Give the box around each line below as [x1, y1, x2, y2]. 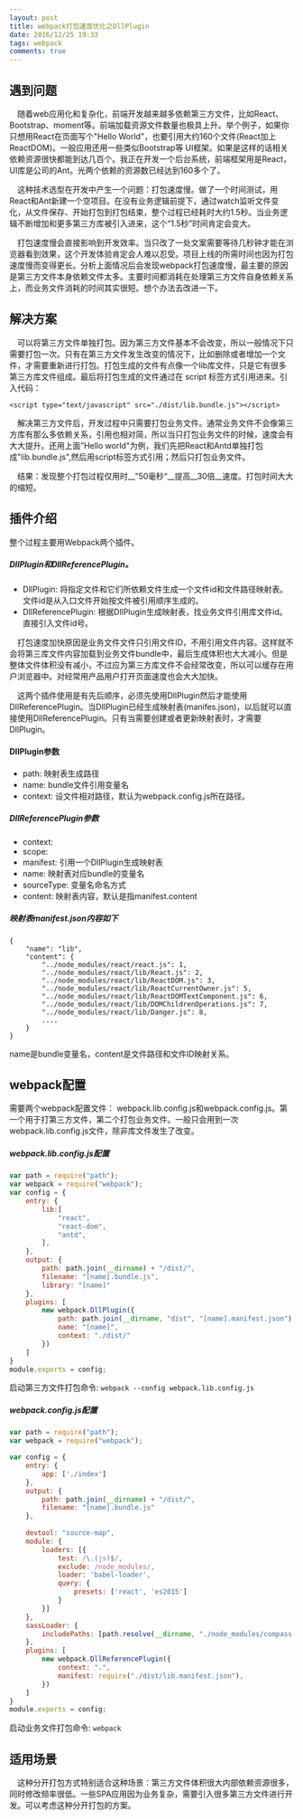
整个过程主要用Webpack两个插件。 [9, 536, 140, 547]
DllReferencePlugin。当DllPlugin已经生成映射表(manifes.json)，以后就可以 [9, 701, 284, 712]
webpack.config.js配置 [9, 1405, 97, 1416]
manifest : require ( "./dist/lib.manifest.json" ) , [57, 1671, 244, 1681]
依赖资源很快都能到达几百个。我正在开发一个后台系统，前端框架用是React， [9, 153, 291, 164]
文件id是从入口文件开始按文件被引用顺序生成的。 [22, 594, 204, 606]
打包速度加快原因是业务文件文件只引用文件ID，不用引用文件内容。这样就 [16, 637, 286, 648]
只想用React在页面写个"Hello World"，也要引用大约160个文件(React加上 [9, 130, 277, 141]
